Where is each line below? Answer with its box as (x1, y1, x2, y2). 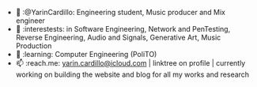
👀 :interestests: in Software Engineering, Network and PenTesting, (15, 25, 231, 33)
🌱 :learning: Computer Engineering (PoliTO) (15, 50, 157, 59)
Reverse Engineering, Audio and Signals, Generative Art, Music (15, 32, 221, 42)
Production (15, 41, 52, 51)
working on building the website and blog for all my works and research (15, 70, 250, 79)
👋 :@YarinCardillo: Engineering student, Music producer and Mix (15, 8, 225, 17)
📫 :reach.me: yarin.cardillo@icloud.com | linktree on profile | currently (15, 59, 246, 67)
